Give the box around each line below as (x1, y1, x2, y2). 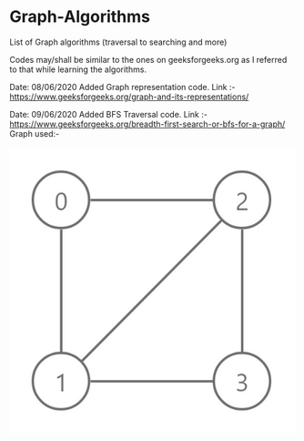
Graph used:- (9, 128, 60, 138)
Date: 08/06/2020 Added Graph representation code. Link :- (9, 81, 236, 92)
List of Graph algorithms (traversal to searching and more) (9, 36, 228, 47)
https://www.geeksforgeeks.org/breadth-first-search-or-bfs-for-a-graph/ (9, 118, 286, 129)
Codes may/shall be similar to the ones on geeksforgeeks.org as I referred (9, 54, 288, 65)
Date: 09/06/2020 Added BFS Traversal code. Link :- (9, 108, 208, 119)
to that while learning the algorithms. (9, 64, 147, 75)
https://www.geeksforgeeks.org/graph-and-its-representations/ (9, 91, 249, 102)
